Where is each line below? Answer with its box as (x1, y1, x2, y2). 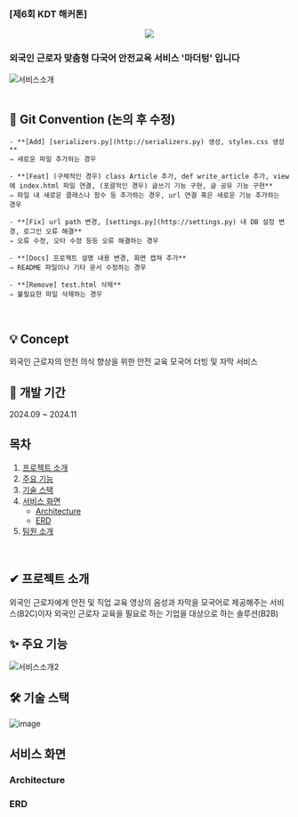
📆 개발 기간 (9, 384, 67, 400)
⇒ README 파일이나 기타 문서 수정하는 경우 (9, 263, 147, 272)
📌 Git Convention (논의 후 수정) (9, 111, 176, 126)
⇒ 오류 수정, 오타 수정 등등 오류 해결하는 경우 (9, 237, 159, 246)
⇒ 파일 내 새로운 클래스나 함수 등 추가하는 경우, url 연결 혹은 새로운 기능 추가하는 (9, 191, 280, 200)
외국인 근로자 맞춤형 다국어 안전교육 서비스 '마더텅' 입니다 (9, 52, 240, 64)
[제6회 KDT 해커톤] (9, 7, 87, 20)
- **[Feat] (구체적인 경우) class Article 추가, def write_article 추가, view (9, 172, 290, 182)
